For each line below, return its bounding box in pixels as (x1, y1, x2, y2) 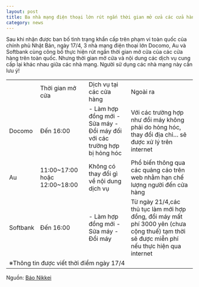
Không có (88, 162, 116, 171)
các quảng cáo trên (130, 166, 185, 174)
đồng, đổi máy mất (130, 213, 182, 221)
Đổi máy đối (88, 127, 122, 135)
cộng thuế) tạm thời (130, 227, 185, 236)
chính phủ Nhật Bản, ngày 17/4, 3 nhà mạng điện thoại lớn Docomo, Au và (6, 42, 187, 49)
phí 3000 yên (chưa (130, 220, 187, 228)
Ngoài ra (130, 88, 155, 96)
